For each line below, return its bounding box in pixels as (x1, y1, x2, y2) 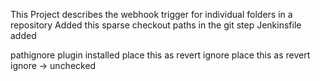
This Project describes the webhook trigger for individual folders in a (10, 9, 293, 20)
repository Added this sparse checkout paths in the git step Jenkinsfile (10, 19, 302, 31)
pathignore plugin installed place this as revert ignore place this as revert (10, 49, 311, 61)
